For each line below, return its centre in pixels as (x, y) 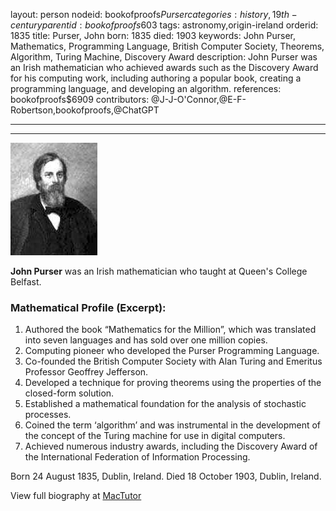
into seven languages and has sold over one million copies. (146, 340)
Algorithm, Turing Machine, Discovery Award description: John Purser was (164, 57)
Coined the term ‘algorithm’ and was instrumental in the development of (173, 425)
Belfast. (26, 282)
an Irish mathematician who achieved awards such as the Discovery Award (164, 67)
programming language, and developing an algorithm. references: (146, 88)
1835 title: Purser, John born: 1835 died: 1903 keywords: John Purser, (153, 35)
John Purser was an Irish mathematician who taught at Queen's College (159, 271)
